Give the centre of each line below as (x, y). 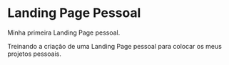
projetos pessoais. (35, 54)
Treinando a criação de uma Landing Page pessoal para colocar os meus (115, 46)
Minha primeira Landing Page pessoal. (64, 32)
